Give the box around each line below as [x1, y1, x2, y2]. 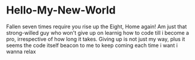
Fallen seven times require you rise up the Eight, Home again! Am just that [6, 23, 187, 30]
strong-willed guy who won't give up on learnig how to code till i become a [6, 29, 189, 36]
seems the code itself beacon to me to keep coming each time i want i [6, 42, 178, 49]
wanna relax [6, 48, 36, 55]
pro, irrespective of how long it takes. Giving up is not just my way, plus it [6, 35, 185, 42]
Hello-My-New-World [6, 4, 116, 17]
